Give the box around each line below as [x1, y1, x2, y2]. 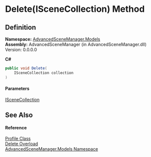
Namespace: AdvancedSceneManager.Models [5, 36, 100, 42]
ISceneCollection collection [14, 70, 74, 75]
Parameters [5, 85, 30, 92]
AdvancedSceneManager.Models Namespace [5, 146, 98, 152]
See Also [5, 111, 33, 119]
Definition [5, 23, 36, 32]
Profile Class [5, 136, 31, 142]
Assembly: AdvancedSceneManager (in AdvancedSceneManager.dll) [5, 41, 147, 47]
